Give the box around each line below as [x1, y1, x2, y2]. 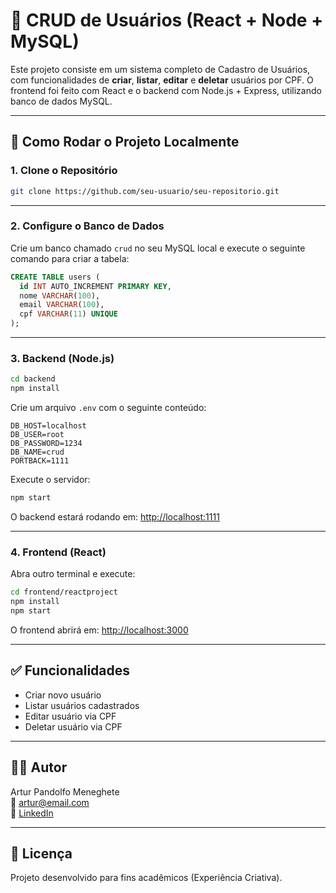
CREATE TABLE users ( [10, 272, 101, 282]
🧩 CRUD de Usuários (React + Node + [10, 9, 324, 32]
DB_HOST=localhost [10, 421, 87, 431]
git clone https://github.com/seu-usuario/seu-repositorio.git [10, 186, 280, 196]
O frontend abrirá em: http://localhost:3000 [10, 624, 189, 636]
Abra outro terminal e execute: [10, 568, 136, 580]
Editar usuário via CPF [24, 710, 117, 722]
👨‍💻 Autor [10, 759, 68, 776]
